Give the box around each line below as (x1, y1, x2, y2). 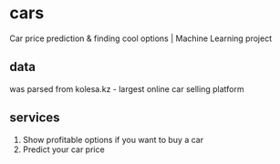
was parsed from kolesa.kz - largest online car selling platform (9, 83, 244, 94)
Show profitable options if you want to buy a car (22, 134, 203, 145)
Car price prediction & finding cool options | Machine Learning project (9, 33, 272, 44)
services (9, 110, 61, 126)
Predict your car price (22, 144, 105, 155)
